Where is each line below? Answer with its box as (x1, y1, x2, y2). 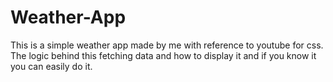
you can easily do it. (10, 60, 93, 72)
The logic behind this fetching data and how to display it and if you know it (10, 49, 317, 61)
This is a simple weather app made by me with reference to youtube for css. (10, 39, 324, 51)
